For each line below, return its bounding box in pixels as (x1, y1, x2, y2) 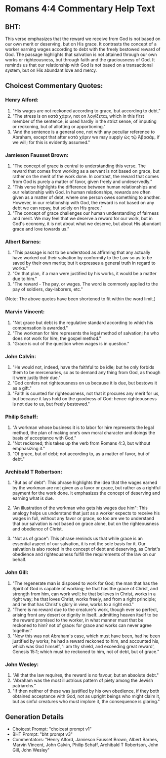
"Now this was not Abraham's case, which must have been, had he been (12, 633, 161, 639)
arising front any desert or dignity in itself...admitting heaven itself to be (12, 612, 158, 617)
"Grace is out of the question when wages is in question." (12, 340, 129, 346)
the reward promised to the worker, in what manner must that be (12, 617, 144, 623)
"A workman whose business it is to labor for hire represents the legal (12, 425, 154, 430)
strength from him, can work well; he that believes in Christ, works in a (12, 591, 156, 597)
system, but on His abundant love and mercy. (5, 67, 97, 73)
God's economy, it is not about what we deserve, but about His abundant (12, 221, 161, 227)
